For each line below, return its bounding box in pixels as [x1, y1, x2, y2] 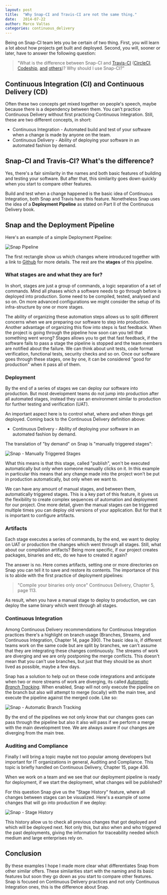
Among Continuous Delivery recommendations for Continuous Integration [5, 626, 157, 632]
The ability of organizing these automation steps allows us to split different [5, 313, 159, 319]
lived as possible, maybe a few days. [5, 663, 81, 669]
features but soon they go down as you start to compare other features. [5, 873, 153, 879]
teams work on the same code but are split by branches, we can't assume [5, 642, 157, 648]
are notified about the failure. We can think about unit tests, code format [5, 345, 154, 351]
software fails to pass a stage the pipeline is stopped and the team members [5, 340, 163, 346]
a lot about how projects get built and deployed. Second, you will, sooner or [5, 45, 161, 51]
